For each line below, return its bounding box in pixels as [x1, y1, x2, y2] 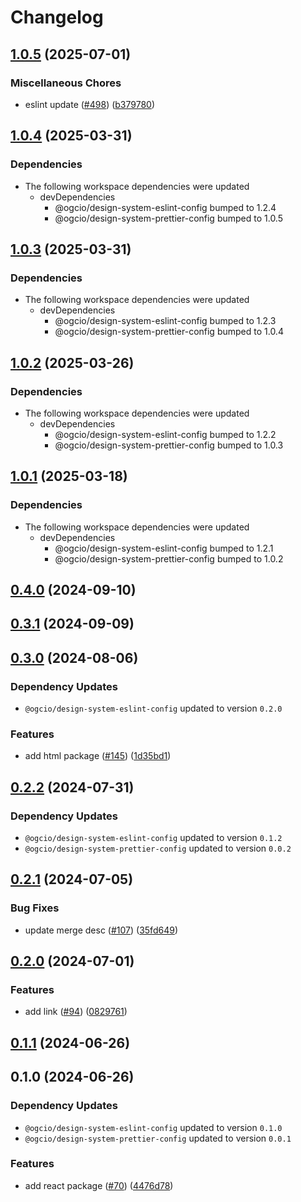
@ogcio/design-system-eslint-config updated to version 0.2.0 [24, 702, 283, 715]
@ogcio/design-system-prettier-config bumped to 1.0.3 [54, 439, 284, 451]
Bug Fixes [10, 901, 60, 915]
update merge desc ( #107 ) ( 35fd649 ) [24, 924, 178, 936]
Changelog [10, 6, 104, 29]
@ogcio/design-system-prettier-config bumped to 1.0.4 [54, 326, 284, 338]
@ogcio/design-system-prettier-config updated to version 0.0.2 [24, 842, 292, 855]
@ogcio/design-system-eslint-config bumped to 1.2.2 [54, 428, 277, 440]
